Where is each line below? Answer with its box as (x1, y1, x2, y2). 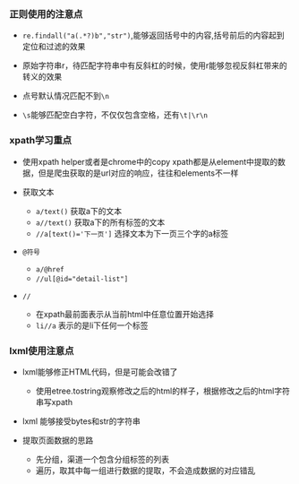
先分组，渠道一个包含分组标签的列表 (35, 454, 170, 464)
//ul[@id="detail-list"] (35, 274, 129, 283)
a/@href (35, 264, 64, 274)
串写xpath (35, 396, 73, 407)
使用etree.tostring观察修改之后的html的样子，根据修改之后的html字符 (35, 385, 291, 396)
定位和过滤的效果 (21, 41, 86, 52)
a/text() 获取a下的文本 (35, 205, 123, 216)
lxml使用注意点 (9, 344, 74, 357)
